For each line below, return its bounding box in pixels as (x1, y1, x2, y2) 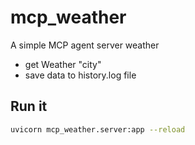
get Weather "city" (24, 58, 102, 70)
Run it (10, 98, 48, 115)
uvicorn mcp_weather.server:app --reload (10, 124, 186, 135)
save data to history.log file (24, 69, 137, 81)
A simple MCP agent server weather (10, 39, 160, 51)
